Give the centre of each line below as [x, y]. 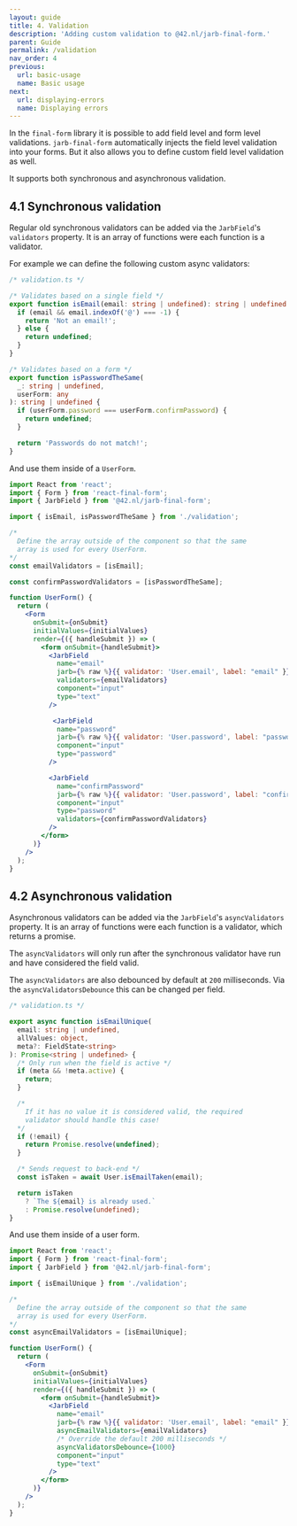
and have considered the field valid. [74, 963]
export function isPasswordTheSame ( [76, 377]
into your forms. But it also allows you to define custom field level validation [147, 152]
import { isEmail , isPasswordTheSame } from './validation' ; [124, 517]
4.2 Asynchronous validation [91, 896]
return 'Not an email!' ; [71, 321]
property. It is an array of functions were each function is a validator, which [146, 927]
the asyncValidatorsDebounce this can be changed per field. [117, 989]
